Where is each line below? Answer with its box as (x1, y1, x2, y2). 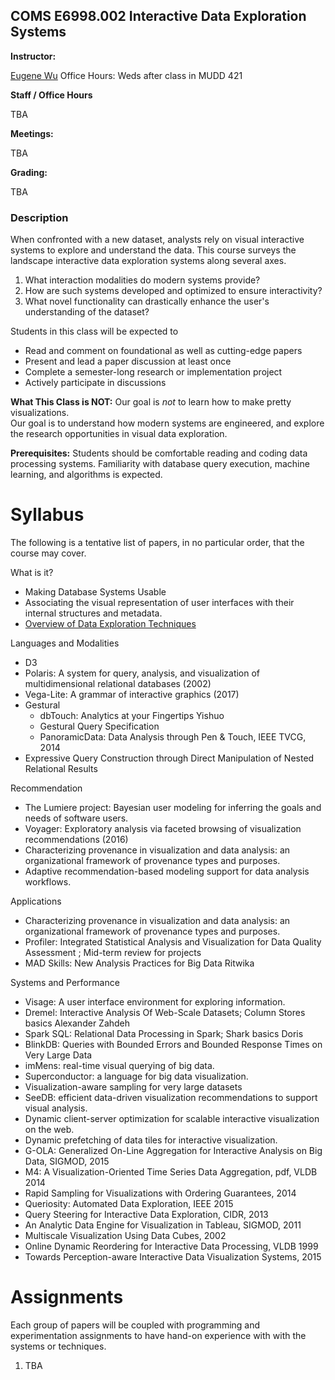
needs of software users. (24, 812, 129, 824)
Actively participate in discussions (24, 377, 167, 389)
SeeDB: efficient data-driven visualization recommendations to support (24, 1092, 318, 1104)
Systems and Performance (10, 977, 120, 989)
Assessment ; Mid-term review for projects (24, 947, 202, 959)
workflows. (24, 876, 72, 888)
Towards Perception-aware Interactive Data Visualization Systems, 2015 (24, 1251, 322, 1263)
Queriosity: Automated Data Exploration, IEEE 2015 (24, 1198, 234, 1210)
